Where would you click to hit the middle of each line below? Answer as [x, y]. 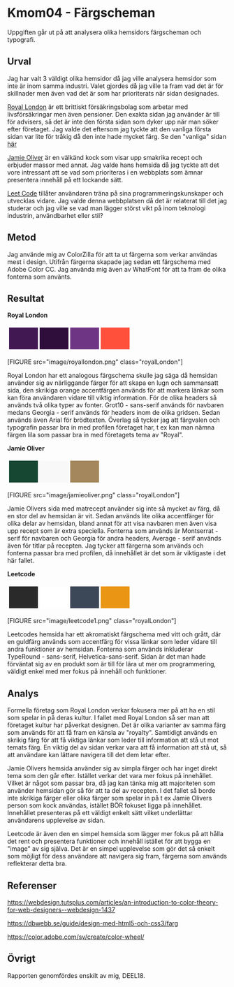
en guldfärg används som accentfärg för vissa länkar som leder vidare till [112, 642]
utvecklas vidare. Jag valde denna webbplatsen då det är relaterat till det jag [117, 200]
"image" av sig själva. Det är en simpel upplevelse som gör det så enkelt [111, 849]
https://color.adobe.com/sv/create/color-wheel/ [76, 937]
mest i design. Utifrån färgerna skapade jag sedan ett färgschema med [109, 262]
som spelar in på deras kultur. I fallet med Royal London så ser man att [108, 718]
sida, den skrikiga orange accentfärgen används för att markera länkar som [115, 390]
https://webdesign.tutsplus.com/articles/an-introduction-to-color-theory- [113, 902]
